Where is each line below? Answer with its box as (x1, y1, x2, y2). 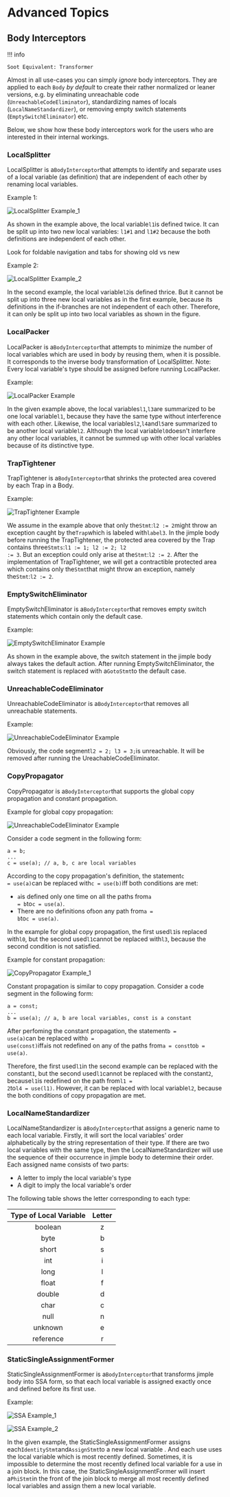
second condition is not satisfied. (7, 942, 101, 950)
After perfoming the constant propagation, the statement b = (7, 1026, 177, 1035)
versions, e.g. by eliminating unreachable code (7, 91, 139, 98)
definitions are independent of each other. (7, 235, 126, 243)
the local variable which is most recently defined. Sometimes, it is (7, 1452, 193, 1461)
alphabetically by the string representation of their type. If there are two (7, 1139, 209, 1147)
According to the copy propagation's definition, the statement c (7, 872, 185, 880)
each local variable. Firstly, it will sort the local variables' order (7, 1131, 184, 1140)
